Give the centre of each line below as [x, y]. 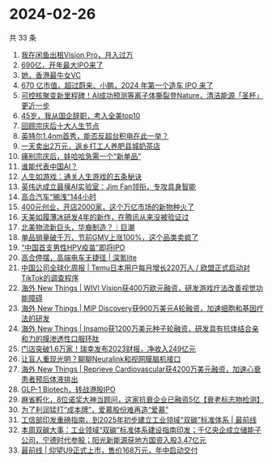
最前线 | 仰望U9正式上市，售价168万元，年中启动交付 [109, 450]
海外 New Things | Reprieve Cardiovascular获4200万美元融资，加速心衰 [141, 369]
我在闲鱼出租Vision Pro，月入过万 [77, 54]
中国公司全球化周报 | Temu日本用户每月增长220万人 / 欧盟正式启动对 [135, 268]
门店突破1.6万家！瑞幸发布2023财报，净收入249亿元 [108, 349]
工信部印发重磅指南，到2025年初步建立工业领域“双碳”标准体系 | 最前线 [139, 419]
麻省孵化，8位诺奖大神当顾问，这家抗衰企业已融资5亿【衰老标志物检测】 [142, 399]
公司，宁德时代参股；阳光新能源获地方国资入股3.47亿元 [114, 439]
